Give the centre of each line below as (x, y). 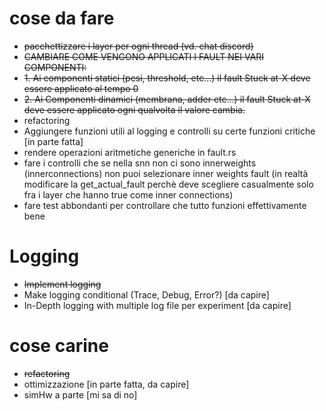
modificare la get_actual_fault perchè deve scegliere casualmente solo (168, 184)
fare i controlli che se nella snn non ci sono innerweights (140, 163)
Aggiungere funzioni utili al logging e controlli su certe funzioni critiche (169, 131)
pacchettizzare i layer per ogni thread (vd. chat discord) (138, 46)
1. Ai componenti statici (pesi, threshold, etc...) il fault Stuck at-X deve (167, 78)
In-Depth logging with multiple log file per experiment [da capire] (157, 305)
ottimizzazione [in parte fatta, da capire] (106, 384)
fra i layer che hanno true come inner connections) (128, 194)
